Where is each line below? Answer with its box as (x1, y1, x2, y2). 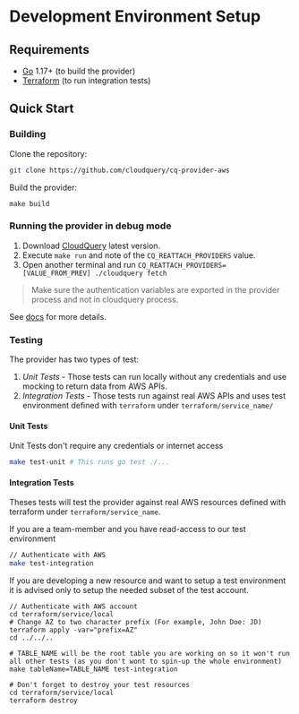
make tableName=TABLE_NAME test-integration (9, 665, 178, 674)
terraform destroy (9, 696, 78, 705)
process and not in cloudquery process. (30, 294, 179, 305)
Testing (9, 333, 43, 346)
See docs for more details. (9, 311, 107, 322)
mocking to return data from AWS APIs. (21, 381, 167, 391)
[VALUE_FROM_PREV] (21, 269, 91, 278)
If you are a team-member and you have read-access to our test (9, 524, 246, 535)
